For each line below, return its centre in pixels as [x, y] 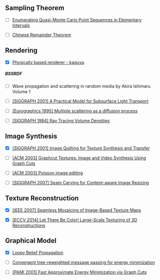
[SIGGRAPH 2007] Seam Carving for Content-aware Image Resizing [80, 183]
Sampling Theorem [35, 8]
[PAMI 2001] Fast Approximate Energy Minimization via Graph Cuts [79, 272]
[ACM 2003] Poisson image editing [47, 172]
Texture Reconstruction [42, 198]
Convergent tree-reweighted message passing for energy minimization [83, 262]
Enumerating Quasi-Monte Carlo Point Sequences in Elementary [77, 20]
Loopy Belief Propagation [38, 252]
